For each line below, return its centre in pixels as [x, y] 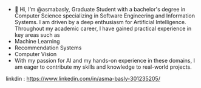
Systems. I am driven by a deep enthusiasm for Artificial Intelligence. [100, 22]
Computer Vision [36, 54]
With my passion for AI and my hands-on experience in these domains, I [105, 61]
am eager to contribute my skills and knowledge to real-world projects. [103, 67]
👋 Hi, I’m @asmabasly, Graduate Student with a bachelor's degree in [100, 9]
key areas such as [37, 35]
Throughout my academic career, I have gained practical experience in [103, 28]
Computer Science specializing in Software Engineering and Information [105, 16]
